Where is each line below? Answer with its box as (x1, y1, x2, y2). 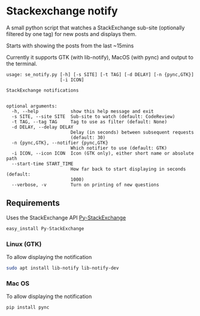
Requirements (6, 198, 60, 208)
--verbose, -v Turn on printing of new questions (11, 182, 160, 188)
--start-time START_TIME (11, 161, 74, 167)
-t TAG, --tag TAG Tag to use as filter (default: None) (11, 119, 168, 125)
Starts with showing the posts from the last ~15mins (6, 42, 134, 49)
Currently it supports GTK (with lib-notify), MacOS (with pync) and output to (6, 53, 193, 61)
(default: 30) (70, 134, 106, 140)
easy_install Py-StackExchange (6, 225, 84, 231)
